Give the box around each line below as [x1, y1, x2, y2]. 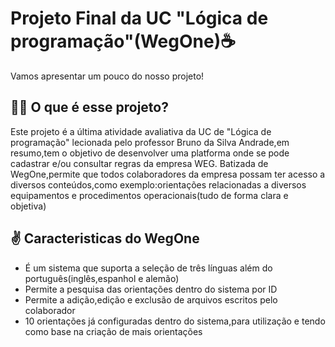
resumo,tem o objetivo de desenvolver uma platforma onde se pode [10, 147, 290, 159]
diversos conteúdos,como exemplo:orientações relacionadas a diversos [10, 178, 307, 191]
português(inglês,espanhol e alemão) [24, 272, 180, 284]
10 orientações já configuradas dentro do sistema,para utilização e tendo [24, 315, 326, 327]
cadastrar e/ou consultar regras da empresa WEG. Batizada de [10, 157, 269, 169]
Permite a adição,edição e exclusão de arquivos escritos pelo [24, 293, 278, 306]
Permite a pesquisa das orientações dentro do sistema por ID [24, 283, 278, 295]
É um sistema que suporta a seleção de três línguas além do [24, 262, 273, 274]
